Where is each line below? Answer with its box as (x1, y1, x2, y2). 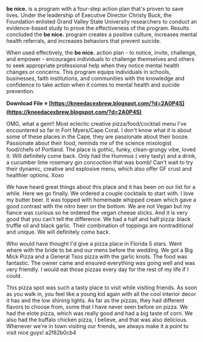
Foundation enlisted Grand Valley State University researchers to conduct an (6, 18, 198, 25)
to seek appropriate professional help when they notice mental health (6, 62, 180, 69)
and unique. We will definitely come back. (6, 228, 111, 235)
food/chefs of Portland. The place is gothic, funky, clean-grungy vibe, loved (6, 146, 196, 153)
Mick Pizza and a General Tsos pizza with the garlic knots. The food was (6, 253, 188, 260)
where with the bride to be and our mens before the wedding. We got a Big (6, 246, 193, 254)
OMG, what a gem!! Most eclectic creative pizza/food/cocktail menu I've (6, 120, 187, 127)
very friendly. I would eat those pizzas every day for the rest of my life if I (6, 266, 189, 273)
